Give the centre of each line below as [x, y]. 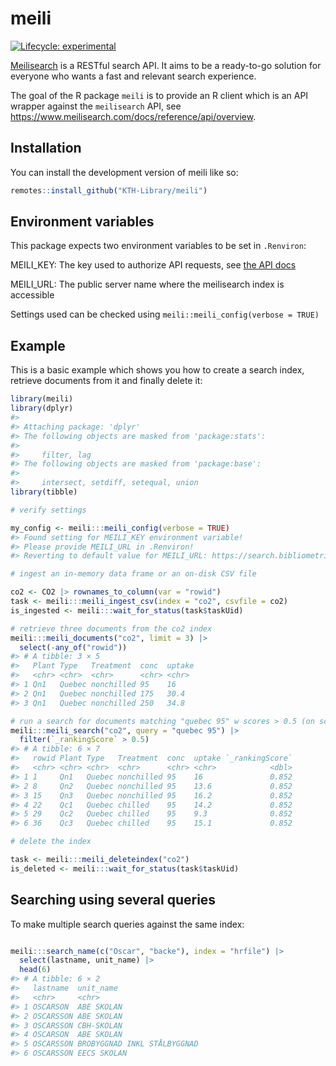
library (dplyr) [42, 408]
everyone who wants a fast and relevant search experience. [133, 76]
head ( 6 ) [35, 970]
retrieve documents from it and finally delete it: [106, 381]
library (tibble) [44, 492]
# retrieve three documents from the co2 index [111, 628]
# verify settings [48, 510]
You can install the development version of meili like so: [124, 172]
